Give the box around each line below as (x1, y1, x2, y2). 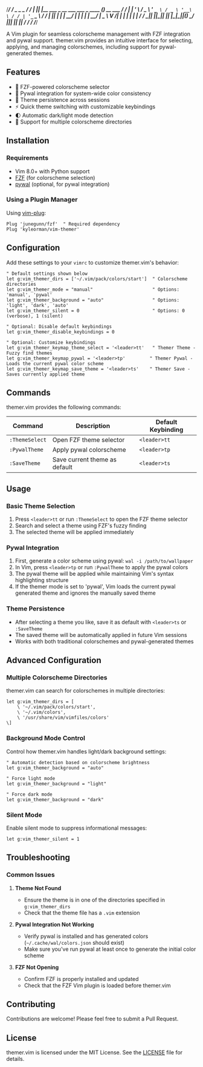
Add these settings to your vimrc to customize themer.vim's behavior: (6, 259, 179, 266)
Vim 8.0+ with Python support (14, 167, 90, 175)
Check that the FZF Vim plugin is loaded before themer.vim (24, 982, 171, 989)
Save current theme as (52, 455, 117, 464)
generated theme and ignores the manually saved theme (14, 589, 156, 596)
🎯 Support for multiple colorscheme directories (14, 118, 132, 125)
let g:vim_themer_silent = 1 (6, 836, 80, 842)
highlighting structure (14, 576, 69, 584)
